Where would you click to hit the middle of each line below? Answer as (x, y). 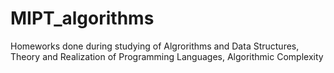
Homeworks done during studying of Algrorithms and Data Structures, (155, 46)
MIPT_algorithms (82, 18)
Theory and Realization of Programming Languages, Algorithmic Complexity (167, 56)
